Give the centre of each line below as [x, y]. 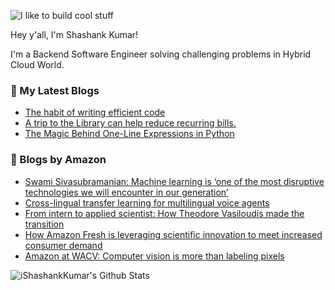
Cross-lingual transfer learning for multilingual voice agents [147, 202]
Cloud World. [37, 64]
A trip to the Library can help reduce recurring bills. [130, 123]
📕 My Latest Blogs [55, 90]
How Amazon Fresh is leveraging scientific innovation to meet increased [173, 234]
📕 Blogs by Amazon [58, 160]
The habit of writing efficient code [95, 112]
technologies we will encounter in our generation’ [126, 192]
